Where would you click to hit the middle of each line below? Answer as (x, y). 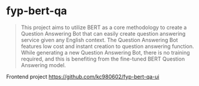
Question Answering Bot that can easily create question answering (103, 33)
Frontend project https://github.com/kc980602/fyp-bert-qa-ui (83, 77)
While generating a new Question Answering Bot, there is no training (105, 52)
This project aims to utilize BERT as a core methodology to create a (104, 27)
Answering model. (43, 65)
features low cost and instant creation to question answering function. (107, 46)
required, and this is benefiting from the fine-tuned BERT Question (103, 59)
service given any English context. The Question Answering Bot (99, 40)
